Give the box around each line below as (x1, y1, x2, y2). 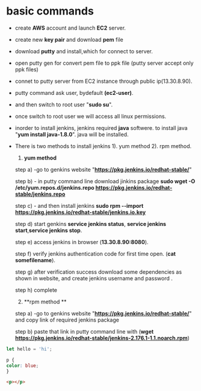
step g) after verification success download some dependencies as (14, 268, 182, 276)
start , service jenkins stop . (14, 227, 82, 234)
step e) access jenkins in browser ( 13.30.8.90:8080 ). (14, 238, 149, 245)
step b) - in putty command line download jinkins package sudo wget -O (14, 177, 196, 185)
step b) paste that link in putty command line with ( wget (14, 328, 154, 335)
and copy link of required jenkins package (14, 316, 119, 323)
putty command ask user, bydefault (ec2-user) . (14, 89, 134, 96)
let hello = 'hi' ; (6, 346, 52, 352)
